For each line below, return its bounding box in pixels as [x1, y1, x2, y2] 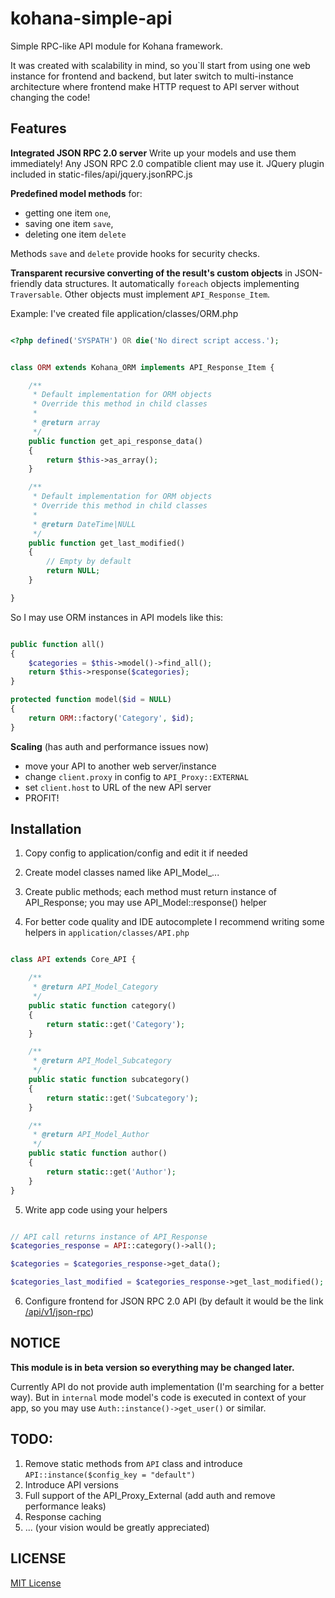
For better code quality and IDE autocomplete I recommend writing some [24, 916, 325, 928]
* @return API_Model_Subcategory [32, 1056, 172, 1066]
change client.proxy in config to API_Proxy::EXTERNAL [24, 770, 249, 782]
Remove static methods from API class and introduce [24, 1457, 243, 1469]
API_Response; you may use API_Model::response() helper [24, 897, 267, 909]
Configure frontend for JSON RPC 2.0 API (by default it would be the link [24, 1295, 324, 1307]
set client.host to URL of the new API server [24, 781, 212, 793]
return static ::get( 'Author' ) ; [46, 1167, 177, 1177]
